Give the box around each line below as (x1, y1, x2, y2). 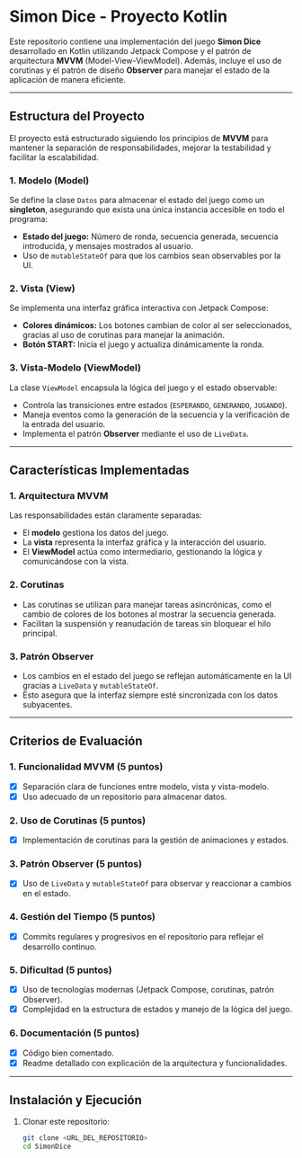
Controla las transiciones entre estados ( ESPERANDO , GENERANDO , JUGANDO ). (22, 399, 288, 410)
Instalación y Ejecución (9, 1092, 142, 1108)
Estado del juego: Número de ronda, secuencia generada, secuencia (22, 231, 279, 242)
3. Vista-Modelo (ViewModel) (9, 361, 142, 374)
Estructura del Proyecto (9, 109, 146, 124)
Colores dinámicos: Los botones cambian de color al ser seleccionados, (22, 320, 292, 331)
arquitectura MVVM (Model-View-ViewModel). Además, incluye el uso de (9, 55, 282, 66)
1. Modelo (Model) (9, 174, 90, 186)
